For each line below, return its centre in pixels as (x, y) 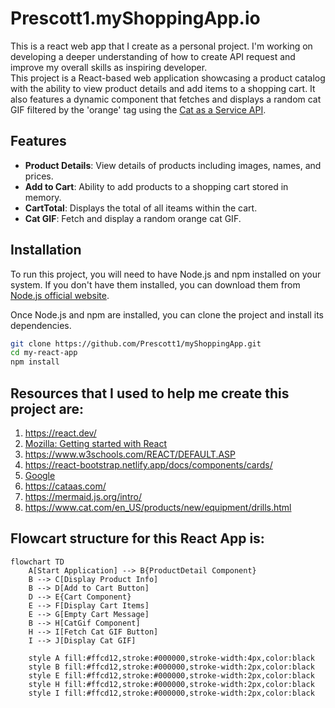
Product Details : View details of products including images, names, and (173, 165)
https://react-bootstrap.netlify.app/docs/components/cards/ (148, 465)
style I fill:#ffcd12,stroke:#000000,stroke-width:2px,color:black (171, 693)
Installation (46, 250)
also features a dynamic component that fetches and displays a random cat (166, 99)
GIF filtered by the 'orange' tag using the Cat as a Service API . (138, 109)
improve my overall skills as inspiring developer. (109, 67)
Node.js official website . (60, 295)
